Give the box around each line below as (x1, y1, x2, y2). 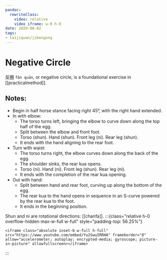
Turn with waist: (12, 145, 46, 151)
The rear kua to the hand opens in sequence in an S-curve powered (19, 192, 160, 198)
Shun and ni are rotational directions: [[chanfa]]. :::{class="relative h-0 (5, 213, 150, 219)
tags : (5, 31, 16, 36)
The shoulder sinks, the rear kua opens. (19, 161, 102, 167)
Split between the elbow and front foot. (19, 129, 101, 135)
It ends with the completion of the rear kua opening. (19, 171, 127, 177)
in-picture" (5, 241, 30, 246)
